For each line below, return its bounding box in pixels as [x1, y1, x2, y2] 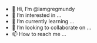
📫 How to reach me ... [11, 31, 66, 37]
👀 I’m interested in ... [11, 12, 62, 19]
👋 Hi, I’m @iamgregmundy [11, 6, 75, 12]
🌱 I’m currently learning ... [11, 18, 75, 24]
